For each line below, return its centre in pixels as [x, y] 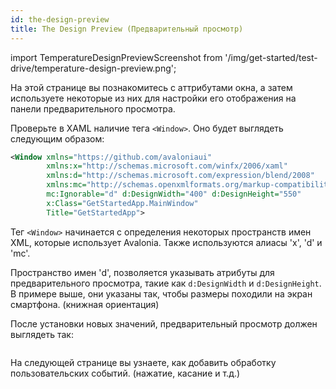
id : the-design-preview [60, 19]
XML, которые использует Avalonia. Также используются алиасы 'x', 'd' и [166, 242]
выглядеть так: [42, 334]
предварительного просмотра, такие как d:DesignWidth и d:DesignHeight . [166, 283]
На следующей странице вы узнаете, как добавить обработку [143, 362]
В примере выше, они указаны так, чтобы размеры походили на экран [161, 293]
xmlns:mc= [66, 185]
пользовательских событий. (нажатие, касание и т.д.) [125, 373]
